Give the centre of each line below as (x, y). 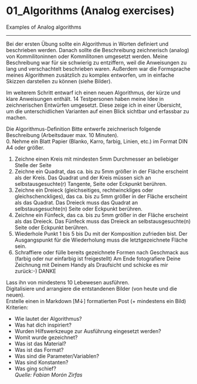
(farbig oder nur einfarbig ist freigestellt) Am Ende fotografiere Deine (97, 259)
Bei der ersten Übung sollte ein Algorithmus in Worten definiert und (87, 44)
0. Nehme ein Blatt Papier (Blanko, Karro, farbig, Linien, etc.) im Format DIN (97, 141)
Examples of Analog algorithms (44, 27)
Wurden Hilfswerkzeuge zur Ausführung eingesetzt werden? (88, 331)
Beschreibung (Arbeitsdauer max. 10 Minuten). (62, 135)
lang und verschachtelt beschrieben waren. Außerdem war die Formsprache (98, 69)
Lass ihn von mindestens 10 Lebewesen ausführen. (68, 282)
